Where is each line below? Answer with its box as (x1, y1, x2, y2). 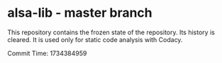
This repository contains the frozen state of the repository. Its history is (7, 28, 215, 36)
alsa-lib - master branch (7, 5, 152, 21)
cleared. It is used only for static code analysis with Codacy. (7, 35, 183, 43)
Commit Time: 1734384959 (7, 49, 87, 57)
